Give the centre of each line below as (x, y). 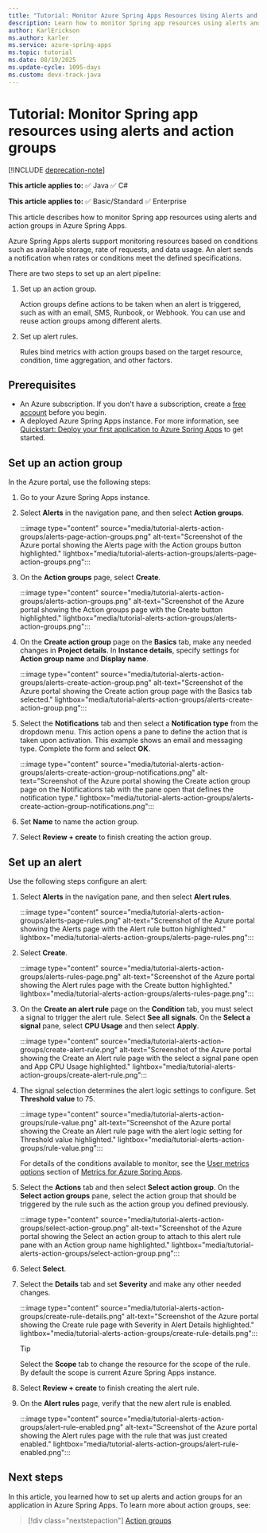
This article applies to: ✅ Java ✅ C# (68, 185)
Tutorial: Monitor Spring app (103, 114)
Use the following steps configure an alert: (78, 881)
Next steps (36, 1478)
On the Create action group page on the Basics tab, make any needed (135, 642)
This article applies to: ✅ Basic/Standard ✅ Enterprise (97, 201)
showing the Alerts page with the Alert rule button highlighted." (123, 929)
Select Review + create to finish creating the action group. (116, 837)
